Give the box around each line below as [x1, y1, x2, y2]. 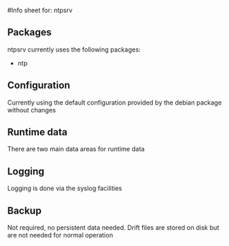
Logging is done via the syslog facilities [7, 184, 122, 193]
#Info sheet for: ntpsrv [7, 6, 73, 14]
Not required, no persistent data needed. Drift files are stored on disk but [7, 223, 220, 232]
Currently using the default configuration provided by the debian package [7, 98, 222, 107]
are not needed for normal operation [7, 231, 113, 240]
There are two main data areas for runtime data [7, 145, 145, 153]
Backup [7, 204, 42, 216]
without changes [7, 105, 57, 114]
